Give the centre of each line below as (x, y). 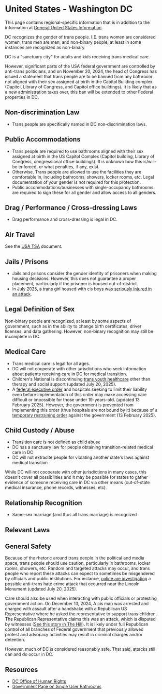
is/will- (150, 161)
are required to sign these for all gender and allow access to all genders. (84, 192)
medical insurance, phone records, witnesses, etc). (56, 487)
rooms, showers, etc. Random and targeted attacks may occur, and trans (77, 568)
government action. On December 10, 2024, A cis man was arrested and (77, 604)
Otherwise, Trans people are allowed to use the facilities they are (77, 172)
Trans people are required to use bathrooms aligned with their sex (78, 151)
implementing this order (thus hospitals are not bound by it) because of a (85, 410)
